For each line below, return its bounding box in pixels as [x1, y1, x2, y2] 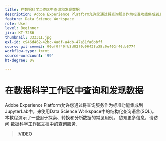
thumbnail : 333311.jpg [5, 35, 52, 40]
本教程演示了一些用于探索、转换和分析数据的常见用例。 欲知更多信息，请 [5, 115, 154, 121]
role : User [5, 21, 28, 26]
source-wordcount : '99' [5, 53, 54, 58]
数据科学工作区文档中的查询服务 [10, 121, 76, 127]
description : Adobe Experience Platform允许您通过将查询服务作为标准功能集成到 [5, 12, 159, 17]
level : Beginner [5, 26, 39, 31]
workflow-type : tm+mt [5, 48, 50, 53]
